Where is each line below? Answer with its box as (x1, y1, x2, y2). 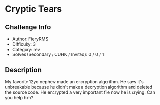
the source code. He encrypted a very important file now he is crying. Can (5, 89, 156, 95)
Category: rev (12, 47, 40, 52)
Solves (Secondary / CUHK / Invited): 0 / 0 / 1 (12, 52, 104, 57)
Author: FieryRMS (12, 36, 49, 42)
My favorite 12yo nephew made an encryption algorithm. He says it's (5, 79, 144, 84)
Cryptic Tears (5, 3, 62, 15)
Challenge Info (5, 23, 51, 31)
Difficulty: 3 (12, 41, 36, 47)
